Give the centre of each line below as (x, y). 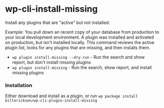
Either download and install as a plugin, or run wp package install (71, 96)
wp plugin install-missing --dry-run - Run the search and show (78, 57)
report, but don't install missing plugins (52, 62)
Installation (19, 85)
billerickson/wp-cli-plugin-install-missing (51, 101)
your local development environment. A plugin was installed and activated (80, 37)
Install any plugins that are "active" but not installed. (58, 22)
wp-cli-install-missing (51, 9)
